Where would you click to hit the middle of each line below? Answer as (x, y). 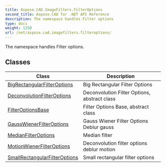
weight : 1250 (19, 28)
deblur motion (99, 149)
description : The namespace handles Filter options (59, 19)
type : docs (16, 23)
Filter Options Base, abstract (116, 107)
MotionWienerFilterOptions (39, 146)
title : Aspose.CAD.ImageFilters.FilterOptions (54, 10)
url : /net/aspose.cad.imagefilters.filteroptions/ (58, 33)
